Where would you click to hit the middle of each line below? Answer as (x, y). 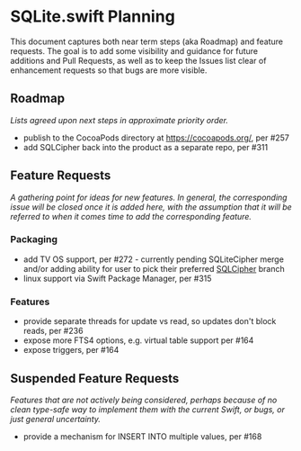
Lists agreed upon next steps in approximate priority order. (119, 120)
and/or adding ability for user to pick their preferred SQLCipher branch (154, 268)
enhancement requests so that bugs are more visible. (109, 70)
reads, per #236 (53, 331)
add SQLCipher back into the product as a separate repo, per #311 (146, 147)
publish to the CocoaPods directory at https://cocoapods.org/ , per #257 (156, 138)
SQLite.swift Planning (93, 17)
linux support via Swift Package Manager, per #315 (117, 278)
